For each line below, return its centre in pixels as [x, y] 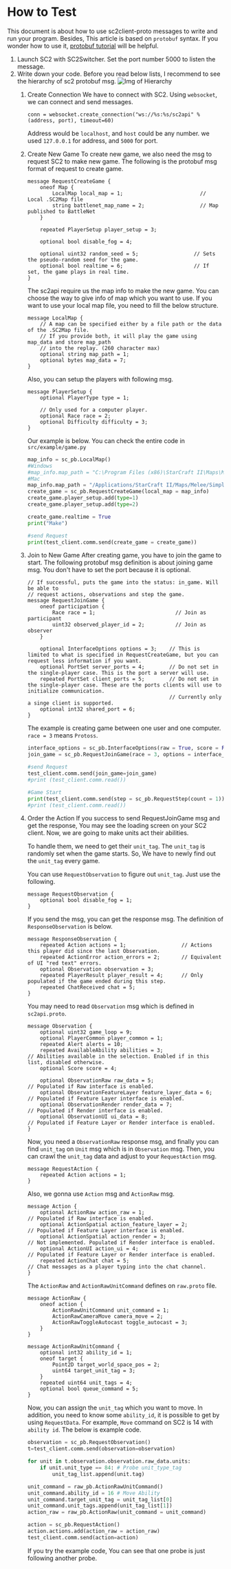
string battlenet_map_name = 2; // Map [135, 205]
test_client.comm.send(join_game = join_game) [92, 773]
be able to [43, 589]
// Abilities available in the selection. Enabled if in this [118, 1056]
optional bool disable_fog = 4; [86, 241]
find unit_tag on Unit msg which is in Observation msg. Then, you [121, 1149]
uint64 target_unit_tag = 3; [94, 1371]
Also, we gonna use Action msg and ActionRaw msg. [101, 1194]
